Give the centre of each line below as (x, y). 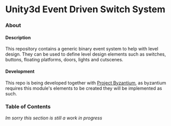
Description (18, 37)
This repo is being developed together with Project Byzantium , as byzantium (86, 83)
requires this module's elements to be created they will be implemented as (84, 88)
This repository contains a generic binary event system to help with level (82, 49)
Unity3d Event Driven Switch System (85, 9)
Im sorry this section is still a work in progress (54, 118)
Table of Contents (28, 107)
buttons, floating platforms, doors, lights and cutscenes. (65, 60)
